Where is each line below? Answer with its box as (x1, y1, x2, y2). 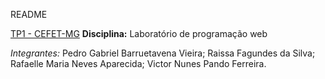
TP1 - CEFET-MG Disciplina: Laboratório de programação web (10, 28, 268, 39)
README (10, 9, 48, 20)
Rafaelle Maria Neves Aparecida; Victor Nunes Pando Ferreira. (10, 58, 267, 69)
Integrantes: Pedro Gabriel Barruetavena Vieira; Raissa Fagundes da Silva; (10, 47, 316, 59)
